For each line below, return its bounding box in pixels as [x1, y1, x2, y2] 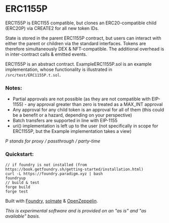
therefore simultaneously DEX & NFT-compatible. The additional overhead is [5, 46, 164, 52]
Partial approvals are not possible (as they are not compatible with [12, 96, 151, 102]
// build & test [5, 180, 39, 185]
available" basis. [5, 213, 40, 219]
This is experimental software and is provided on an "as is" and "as [5, 207, 147, 213]
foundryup [5, 175, 26, 180]
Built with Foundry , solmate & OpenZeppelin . [5, 198, 98, 204]
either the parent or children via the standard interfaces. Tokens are [5, 40, 146, 46]
